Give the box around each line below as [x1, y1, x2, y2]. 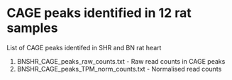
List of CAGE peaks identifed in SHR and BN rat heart [6, 43, 162, 52]
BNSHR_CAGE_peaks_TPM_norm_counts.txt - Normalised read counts [16, 64, 222, 73]
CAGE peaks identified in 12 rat [6, 5, 192, 21]
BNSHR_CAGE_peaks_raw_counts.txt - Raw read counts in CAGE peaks [16, 57, 226, 65]
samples [6, 20, 58, 36]
